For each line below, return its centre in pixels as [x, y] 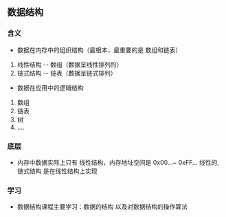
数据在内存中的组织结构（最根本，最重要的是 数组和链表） [99, 49]
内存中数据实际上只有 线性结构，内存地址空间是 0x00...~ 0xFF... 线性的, [118, 162]
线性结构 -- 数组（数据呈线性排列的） [70, 65]
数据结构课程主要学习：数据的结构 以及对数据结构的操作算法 [102, 207]
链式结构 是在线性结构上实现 [57, 171]
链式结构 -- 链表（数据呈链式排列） [67, 73]
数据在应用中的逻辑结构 [50, 87]
